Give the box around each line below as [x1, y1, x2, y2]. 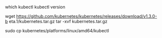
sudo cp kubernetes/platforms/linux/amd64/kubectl [5, 28, 109, 33]
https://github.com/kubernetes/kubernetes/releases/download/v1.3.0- [16, 13, 157, 19]
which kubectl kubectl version [5, 4, 66, 10]
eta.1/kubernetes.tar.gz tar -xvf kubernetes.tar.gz [9, 19, 108, 24]
